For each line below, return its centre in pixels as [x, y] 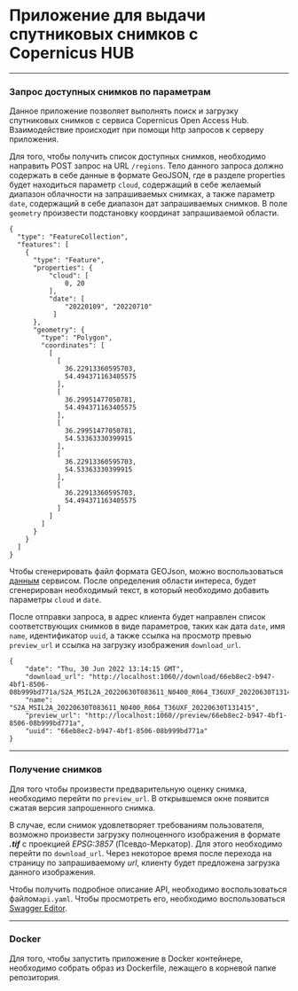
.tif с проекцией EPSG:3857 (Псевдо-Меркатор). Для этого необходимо [146, 844]
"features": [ [43, 245]
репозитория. [35, 977]
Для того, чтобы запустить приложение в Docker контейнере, [126, 958]
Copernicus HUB [72, 53]
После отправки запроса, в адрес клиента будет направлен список [137, 617]
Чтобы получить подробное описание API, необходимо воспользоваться [148, 889]
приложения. [34, 139]
